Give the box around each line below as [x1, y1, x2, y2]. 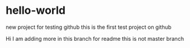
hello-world [5, 4, 66, 17]
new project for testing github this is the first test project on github [5, 23, 172, 31]
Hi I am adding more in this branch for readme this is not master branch [5, 35, 185, 42]
